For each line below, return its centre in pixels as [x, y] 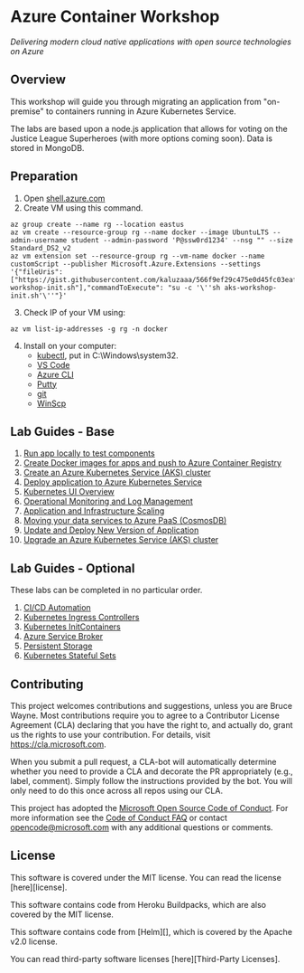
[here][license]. [39, 887]
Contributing [47, 684]
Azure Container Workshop [115, 17]
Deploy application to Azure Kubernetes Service [112, 482]
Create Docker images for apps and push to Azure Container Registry [152, 463]
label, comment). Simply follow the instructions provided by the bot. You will [151, 781]
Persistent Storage [58, 646]
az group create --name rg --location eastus [97, 224]
